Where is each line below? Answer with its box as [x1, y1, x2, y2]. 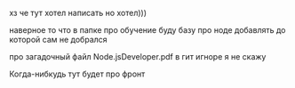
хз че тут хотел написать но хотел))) [9, 8, 147, 18]
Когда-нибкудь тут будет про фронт [9, 68, 146, 79]
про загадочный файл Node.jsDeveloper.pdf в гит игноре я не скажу [9, 52, 267, 61]
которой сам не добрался [9, 35, 108, 44]
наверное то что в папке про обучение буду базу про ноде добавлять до [9, 25, 286, 35]
